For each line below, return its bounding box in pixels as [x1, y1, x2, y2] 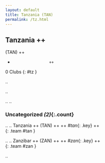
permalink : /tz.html [5, 17, 49, 22]
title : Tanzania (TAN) [5, 12, 53, 17]
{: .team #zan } [5, 143, 37, 149]
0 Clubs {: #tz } [5, 69, 37, 75]
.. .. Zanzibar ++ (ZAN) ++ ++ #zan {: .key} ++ [5, 138, 100, 144]
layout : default [5, 7, 40, 13]
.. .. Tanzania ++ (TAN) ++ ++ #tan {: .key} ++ [5, 122, 100, 128]
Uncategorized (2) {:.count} [5, 111, 75, 118]
